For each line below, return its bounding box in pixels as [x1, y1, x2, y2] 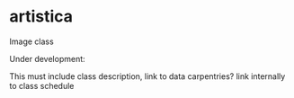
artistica [9, 6, 74, 27]
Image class [9, 36, 54, 47]
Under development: [9, 53, 85, 64]
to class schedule [9, 80, 75, 91]
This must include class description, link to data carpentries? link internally [9, 70, 286, 82]
